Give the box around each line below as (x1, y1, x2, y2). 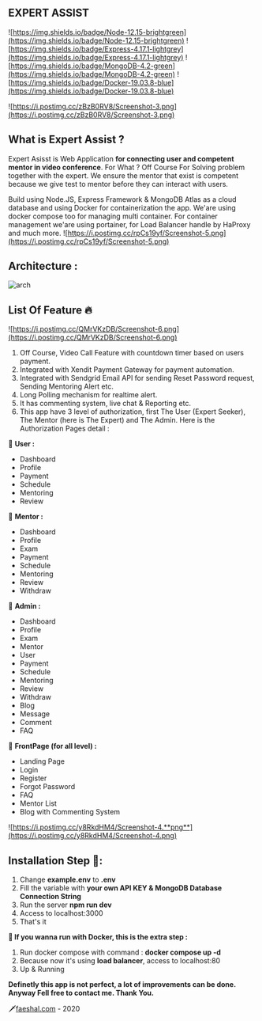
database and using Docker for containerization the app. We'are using (8, 203, 237, 212)
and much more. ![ (8, 228, 69, 237)
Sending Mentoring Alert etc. (19, 381, 114, 391)
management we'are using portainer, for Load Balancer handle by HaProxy (8, 219, 251, 229)
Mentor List (19, 799, 58, 808)
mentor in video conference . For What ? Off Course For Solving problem (8, 162, 245, 172)
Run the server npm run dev (19, 900, 112, 909)
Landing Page (19, 757, 65, 766)
